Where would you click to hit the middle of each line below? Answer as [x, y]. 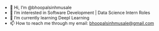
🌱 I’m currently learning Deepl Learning [49, 18]
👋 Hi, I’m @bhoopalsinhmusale [41, 8]
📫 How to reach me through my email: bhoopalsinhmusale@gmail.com [82, 23]
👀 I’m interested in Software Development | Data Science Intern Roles [80, 13]
